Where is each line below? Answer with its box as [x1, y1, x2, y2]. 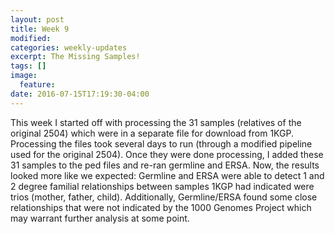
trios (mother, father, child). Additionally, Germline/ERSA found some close [10, 191, 318, 203]
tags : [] [10, 61, 47, 71]
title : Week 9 [10, 24, 70, 34]
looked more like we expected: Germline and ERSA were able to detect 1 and [10, 169, 325, 181]
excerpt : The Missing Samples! [10, 52, 141, 62]
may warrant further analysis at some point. [10, 212, 190, 224]
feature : [19, 80, 56, 90]
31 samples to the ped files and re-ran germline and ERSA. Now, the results [10, 159, 320, 171]
